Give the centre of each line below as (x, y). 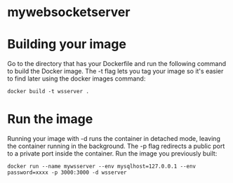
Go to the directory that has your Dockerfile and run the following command (117, 64)
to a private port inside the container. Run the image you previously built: (112, 154)
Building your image (67, 45)
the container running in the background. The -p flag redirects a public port (116, 146)
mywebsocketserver (69, 12)
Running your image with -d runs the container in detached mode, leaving (114, 139)
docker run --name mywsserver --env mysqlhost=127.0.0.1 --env (102, 167)
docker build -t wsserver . (48, 92)
